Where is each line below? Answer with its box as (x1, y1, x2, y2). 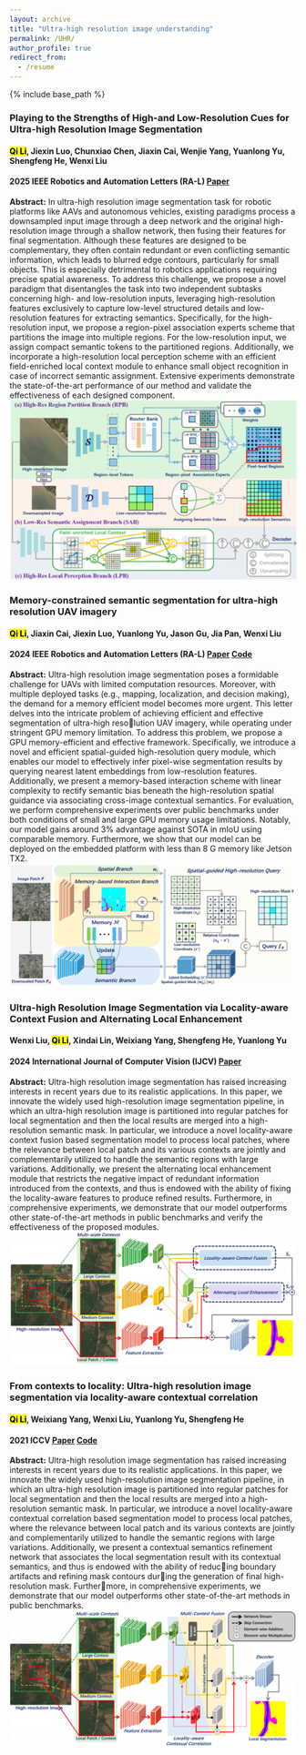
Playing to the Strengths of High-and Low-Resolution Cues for (9, 111, 290, 124)
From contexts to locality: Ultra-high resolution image (9, 1380, 252, 1393)
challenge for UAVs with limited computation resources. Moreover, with (9, 678, 276, 689)
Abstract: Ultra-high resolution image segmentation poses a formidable (9, 669, 280, 680)
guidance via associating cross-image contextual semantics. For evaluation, (9, 795, 294, 806)
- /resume (17, 63, 55, 72)
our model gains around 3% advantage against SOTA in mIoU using (9, 824, 262, 835)
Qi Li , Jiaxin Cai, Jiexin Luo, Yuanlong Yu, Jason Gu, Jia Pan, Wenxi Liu (9, 628, 282, 639)
